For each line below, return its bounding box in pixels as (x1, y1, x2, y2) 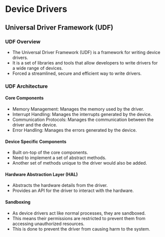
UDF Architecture (5, 83, 48, 90)
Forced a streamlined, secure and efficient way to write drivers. (12, 70, 142, 76)
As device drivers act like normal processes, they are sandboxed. (12, 210, 146, 216)
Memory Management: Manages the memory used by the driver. (12, 106, 145, 112)
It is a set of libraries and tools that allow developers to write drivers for (12, 59, 158, 65)
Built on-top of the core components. (12, 150, 88, 156)
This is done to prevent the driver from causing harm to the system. (12, 226, 150, 232)
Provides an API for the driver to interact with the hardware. (12, 187, 134, 194)
